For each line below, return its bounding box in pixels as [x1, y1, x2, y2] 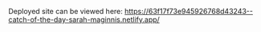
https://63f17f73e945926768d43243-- [124, 7, 253, 16]
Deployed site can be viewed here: [8, 7, 123, 16]
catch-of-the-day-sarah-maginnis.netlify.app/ [8, 15, 161, 24]
